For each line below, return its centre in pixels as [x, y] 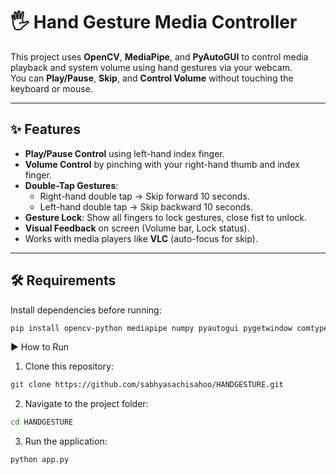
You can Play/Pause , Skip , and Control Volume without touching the [152, 78]
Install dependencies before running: [86, 310]
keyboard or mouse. [51, 88]
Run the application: [66, 441]
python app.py [40, 460]
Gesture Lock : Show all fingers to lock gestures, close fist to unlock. [166, 217]
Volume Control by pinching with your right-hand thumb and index [162, 164]
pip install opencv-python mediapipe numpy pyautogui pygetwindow [151, 328]
